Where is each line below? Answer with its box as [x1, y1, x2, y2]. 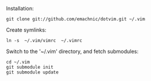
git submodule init [6, 64, 54, 70]
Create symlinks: [6, 26, 47, 33]
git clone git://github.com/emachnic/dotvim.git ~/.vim [6, 16, 145, 22]
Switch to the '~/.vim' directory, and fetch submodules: [6, 48, 139, 55]
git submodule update [6, 69, 59, 75]
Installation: [6, 5, 34, 12]
